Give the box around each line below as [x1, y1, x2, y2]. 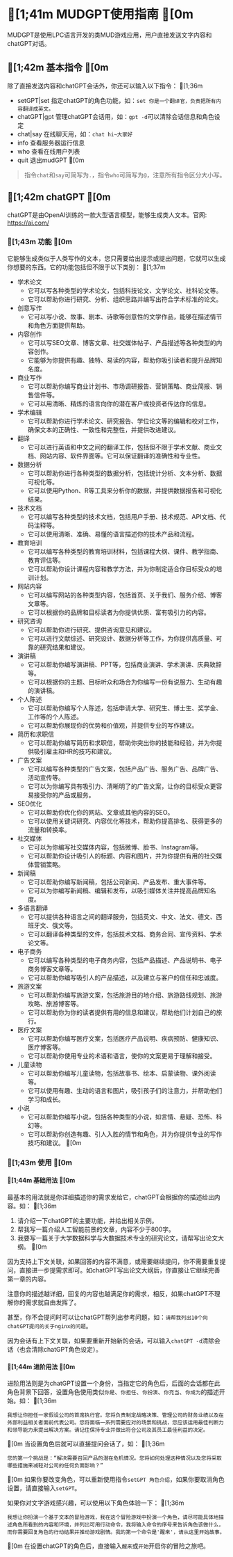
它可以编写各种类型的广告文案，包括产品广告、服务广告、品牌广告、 [27, 765, 223, 773]
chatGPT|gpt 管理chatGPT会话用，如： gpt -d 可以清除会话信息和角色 [17, 112, 215, 120]
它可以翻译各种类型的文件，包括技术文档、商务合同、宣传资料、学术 [27, 929, 223, 938]
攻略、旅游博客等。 [27, 999, 83, 1007]
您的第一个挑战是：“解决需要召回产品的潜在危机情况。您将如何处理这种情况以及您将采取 [7, 1455, 222, 1462]
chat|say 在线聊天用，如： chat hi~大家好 [17, 129, 133, 138]
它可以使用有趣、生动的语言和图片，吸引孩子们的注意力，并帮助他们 [27, 1086, 223, 1094]
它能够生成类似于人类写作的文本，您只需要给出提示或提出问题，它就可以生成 [7, 254, 226, 262]
